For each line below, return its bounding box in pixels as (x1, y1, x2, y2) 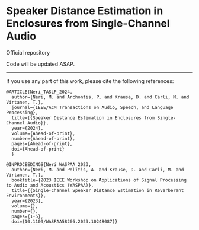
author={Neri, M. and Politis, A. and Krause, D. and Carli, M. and (11, 167, 184, 172)
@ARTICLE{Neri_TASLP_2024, (6, 89, 73, 95)
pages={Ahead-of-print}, (11, 140, 73, 146)
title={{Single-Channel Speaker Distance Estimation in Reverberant (11, 187, 184, 193)
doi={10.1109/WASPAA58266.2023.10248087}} (11, 218, 118, 225)
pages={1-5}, (11, 213, 44, 219)
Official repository (6, 49, 50, 56)
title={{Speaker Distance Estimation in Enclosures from (11, 114, 155, 121)
